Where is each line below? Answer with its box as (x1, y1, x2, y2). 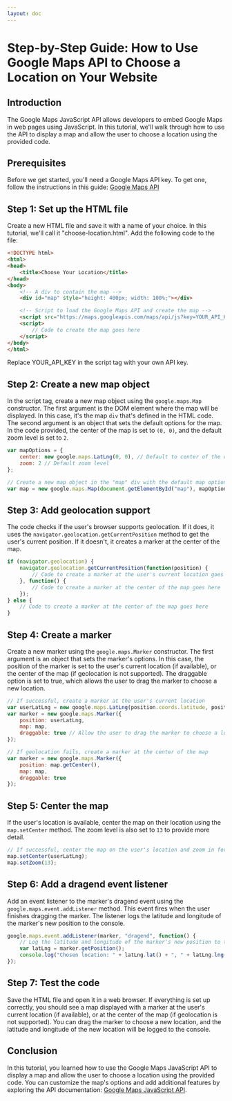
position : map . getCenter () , (19, 761, 100, 769)
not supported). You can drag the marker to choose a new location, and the (7, 1017, 222, 1026)
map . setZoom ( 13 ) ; (7, 859, 57, 866)
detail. (7, 833, 26, 841)
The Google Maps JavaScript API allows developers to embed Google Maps (7, 115, 223, 123)
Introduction (7, 97, 62, 109)
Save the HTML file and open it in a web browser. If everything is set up (7, 995, 211, 1004)
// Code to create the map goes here (32, 326, 140, 333)
